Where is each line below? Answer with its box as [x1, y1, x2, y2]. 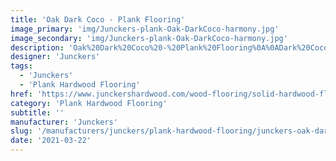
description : [10, 42, 65, 53]
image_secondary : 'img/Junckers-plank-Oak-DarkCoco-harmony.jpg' [10, 33, 288, 43]
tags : [10, 61, 33, 71]
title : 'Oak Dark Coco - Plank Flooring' [10, 14, 186, 25]
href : [10, 89, 33, 99]
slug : [10, 126, 33, 136]
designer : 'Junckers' [10, 52, 101, 62]
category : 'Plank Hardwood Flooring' [10, 98, 168, 108]
